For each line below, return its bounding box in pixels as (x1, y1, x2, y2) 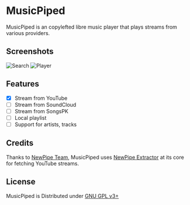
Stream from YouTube (14, 95, 67, 102)
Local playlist (14, 114, 47, 121)
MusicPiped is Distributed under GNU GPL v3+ (6, 192, 119, 199)
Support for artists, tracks (14, 121, 77, 128)
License (6, 177, 36, 187)
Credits (6, 138, 34, 148)
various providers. (6, 29, 50, 36)
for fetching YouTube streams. (6, 159, 79, 167)
